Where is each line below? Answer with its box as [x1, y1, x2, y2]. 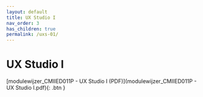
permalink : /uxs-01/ [6, 32, 59, 38]
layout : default [6, 8, 48, 15]
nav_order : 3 [6, 20, 40, 26]
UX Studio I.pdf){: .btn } [6, 84, 66, 92]
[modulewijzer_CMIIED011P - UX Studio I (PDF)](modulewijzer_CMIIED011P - [6, 78, 197, 85]
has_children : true [6, 25, 56, 32]
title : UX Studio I [6, 15, 56, 21]
